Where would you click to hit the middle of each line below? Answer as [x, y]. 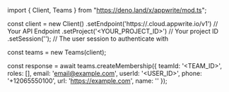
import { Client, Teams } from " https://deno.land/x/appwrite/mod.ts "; [107, 10]
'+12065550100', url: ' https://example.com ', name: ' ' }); [87, 81]
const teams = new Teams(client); [57, 52]
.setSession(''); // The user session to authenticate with [88, 39]
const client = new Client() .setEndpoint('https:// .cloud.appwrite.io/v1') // [113, 24]
